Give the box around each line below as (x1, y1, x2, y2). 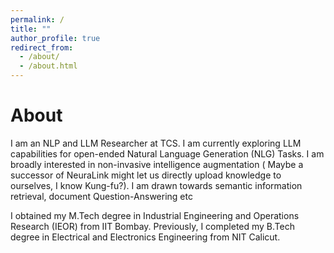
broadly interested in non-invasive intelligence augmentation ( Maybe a (10, 158, 304, 170)
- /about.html (19, 61, 78, 71)
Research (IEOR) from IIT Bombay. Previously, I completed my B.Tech (10, 220, 295, 232)
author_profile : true (10, 33, 101, 43)
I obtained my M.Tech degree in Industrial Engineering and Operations (10, 209, 300, 221)
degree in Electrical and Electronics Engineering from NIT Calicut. (10, 231, 281, 243)
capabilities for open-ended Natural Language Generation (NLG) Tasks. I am (10, 147, 325, 160)
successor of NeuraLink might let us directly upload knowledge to (10, 169, 282, 181)
